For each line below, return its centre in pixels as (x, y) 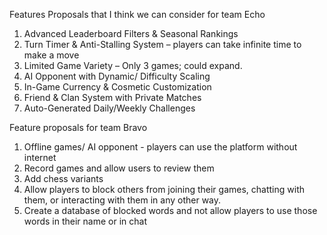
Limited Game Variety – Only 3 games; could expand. (133, 65)
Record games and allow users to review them (119, 168)
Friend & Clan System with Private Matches (112, 97)
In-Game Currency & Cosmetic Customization (117, 87)
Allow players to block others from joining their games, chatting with (164, 189)
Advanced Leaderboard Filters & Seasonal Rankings (131, 33)
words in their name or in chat (85, 221)
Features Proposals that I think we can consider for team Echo (137, 14)
